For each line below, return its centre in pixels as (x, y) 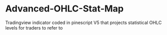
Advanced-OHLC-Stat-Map (64, 9)
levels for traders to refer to (34, 27)
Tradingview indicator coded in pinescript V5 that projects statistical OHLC (83, 22)
